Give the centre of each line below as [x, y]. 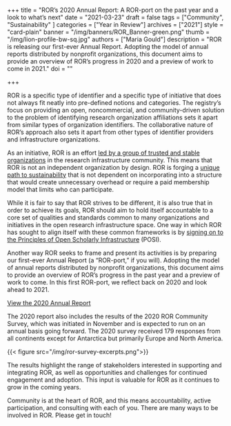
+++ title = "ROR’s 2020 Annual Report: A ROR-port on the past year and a [113, 10]
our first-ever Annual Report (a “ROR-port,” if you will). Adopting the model [113, 260]
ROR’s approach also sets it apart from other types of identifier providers [110, 132]
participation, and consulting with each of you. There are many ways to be [113, 408]
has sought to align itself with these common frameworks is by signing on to [115, 232]
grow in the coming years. [44, 387]
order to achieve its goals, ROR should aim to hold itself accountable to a [110, 210]
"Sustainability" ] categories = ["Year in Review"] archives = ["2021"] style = [115, 25]
